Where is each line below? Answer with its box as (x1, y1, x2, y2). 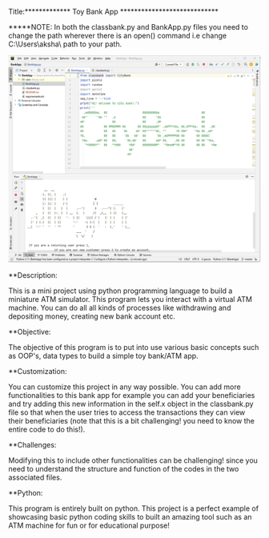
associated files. (8, 472, 62, 482)
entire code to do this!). (8, 424, 86, 434)
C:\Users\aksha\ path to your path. (8, 39, 122, 49)
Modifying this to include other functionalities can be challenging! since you (8, 456, 259, 465)
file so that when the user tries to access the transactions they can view (8, 408, 246, 417)
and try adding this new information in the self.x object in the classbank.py (8, 399, 254, 408)
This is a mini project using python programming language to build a (8, 286, 233, 295)
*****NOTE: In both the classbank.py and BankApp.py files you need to (8, 22, 248, 31)
